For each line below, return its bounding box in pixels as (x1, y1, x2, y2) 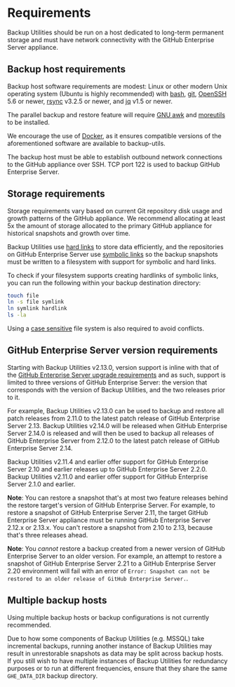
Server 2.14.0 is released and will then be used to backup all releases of (7, 429, 215, 437)
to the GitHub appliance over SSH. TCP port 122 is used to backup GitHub (7, 160, 220, 168)
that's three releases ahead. (7, 531, 88, 539)
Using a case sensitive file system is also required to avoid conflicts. (7, 324, 205, 333)
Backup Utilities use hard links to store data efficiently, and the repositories (7, 242, 224, 251)
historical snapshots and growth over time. (7, 229, 131, 237)
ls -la (7, 312, 27, 319)
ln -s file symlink (7, 298, 65, 306)
